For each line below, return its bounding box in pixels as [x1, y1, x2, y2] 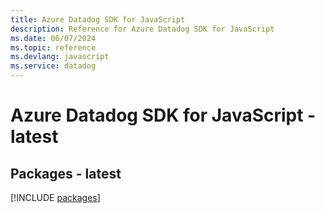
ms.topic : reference [10, 42, 97, 53]
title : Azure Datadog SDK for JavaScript [10, 14, 186, 25]
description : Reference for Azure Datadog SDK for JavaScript [10, 24, 275, 34]
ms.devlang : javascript [10, 52, 110, 62]
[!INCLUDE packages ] [10, 192, 101, 203]
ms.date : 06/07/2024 [10, 33, 97, 43]
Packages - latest [10, 165, 122, 182]
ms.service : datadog [10, 61, 97, 71]
